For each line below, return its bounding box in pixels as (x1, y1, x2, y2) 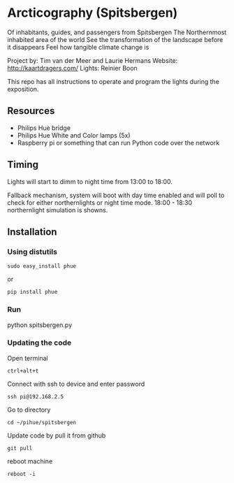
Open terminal (7, 354, 48, 362)
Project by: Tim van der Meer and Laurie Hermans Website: (7, 56, 178, 64)
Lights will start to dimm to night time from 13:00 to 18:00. (7, 177, 173, 186)
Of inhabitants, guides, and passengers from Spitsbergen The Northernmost (7, 28, 227, 36)
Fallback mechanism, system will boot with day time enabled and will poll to (7, 191, 225, 199)
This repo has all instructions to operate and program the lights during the (7, 77, 220, 85)
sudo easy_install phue (7, 263, 77, 270)
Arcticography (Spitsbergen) (7, 5, 178, 21)
